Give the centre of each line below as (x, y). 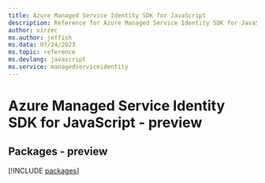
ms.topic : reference (42, 52)
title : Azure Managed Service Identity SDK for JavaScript (107, 15)
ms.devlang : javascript (47, 60)
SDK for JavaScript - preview (105, 122)
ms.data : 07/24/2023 (42, 45)
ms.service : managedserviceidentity (68, 67)
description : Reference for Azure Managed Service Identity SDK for (123, 23)
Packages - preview (58, 152)
